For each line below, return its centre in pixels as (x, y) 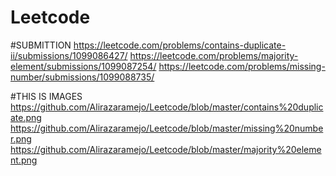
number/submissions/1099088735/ (82, 77)
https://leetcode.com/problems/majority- (214, 55)
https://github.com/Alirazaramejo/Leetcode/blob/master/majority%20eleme (166, 149)
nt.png (24, 160)
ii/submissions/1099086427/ (69, 55)
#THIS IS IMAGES (46, 96)
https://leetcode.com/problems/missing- (242, 66)
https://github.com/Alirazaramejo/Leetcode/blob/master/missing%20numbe (167, 128)
